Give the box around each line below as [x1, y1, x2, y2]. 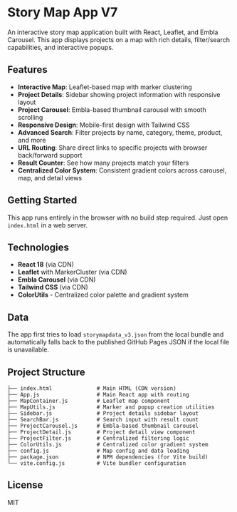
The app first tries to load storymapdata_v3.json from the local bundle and [7, 330, 224, 339]
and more [17, 135, 46, 144]
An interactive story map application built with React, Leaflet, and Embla [7, 28, 218, 36]
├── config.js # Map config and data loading [7, 447, 190, 454]
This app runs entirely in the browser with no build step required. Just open [7, 213, 228, 222]
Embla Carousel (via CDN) [17, 275, 96, 284]
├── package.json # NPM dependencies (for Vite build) [7, 454, 209, 461]
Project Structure [7, 366, 85, 378]
